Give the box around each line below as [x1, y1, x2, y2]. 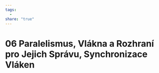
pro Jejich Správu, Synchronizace [5, 48, 148, 60]
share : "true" [5, 16, 35, 21]
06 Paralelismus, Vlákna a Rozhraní [5, 38, 154, 49]
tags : [5, 7, 16, 12]
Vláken [5, 59, 35, 70]
